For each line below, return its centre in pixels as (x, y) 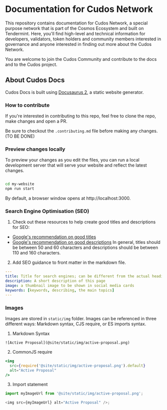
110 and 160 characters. (37, 253)
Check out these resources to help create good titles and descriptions (84, 222)
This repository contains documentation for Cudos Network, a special (77, 23)
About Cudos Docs (35, 80)
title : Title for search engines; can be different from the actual (78, 276)
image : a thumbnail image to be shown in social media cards (70, 286)
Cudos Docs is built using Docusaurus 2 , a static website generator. (75, 92)
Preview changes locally (35, 149)
